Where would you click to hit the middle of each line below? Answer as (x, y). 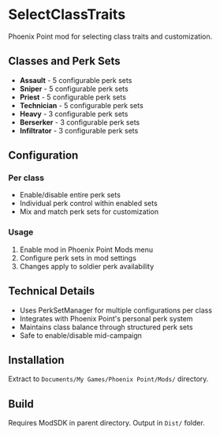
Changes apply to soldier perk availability (87, 266)
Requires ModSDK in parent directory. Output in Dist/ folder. (106, 423)
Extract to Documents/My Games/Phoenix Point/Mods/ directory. (108, 379)
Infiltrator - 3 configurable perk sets (79, 130)
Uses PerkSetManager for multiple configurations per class (116, 310)
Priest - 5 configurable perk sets (73, 97)
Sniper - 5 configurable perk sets (74, 88)
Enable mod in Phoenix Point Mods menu (86, 249)
